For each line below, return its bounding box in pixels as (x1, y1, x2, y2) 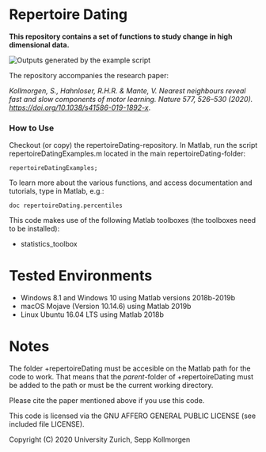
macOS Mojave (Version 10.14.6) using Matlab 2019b (20, 302, 192, 311)
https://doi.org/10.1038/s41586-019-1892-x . (9, 103, 151, 112)
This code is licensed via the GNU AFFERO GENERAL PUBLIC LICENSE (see (9, 411, 256, 420)
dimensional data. (9, 40, 70, 49)
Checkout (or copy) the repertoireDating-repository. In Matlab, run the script (9, 141, 258, 150)
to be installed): (9, 224, 60, 234)
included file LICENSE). (9, 420, 85, 429)
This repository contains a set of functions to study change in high (9, 32, 233, 41)
